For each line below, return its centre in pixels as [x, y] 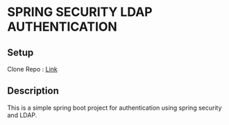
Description [33, 91]
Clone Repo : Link [32, 69]
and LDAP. [22, 115]
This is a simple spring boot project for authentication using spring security [114, 108]
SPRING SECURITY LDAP [80, 12]
